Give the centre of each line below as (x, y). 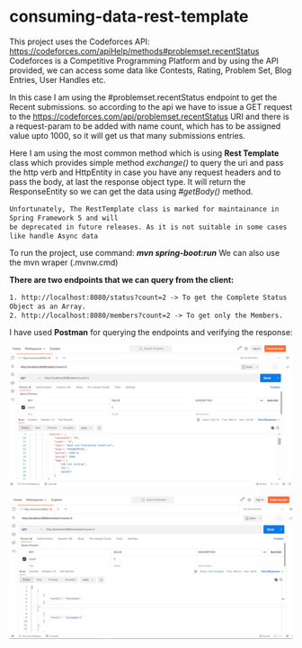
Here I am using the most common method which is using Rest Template (144, 153)
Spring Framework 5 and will (64, 218)
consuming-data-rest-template (129, 17)
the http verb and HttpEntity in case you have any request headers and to (145, 172)
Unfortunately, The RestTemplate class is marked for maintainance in (144, 209)
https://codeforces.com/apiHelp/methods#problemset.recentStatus (134, 50)
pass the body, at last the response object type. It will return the (128, 181)
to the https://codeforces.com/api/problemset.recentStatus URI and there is (149, 116)
